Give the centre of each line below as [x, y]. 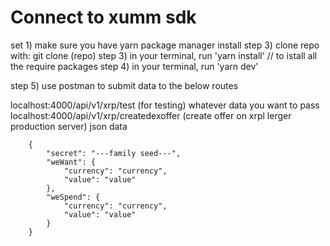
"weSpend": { [73, 197]
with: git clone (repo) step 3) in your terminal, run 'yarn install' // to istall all [164, 55]
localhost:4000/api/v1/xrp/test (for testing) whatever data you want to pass [165, 105]
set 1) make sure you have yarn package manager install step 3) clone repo [165, 45]
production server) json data [69, 126]
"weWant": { [71, 162]
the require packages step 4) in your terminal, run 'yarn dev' [134, 66]
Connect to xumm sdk [103, 17]
